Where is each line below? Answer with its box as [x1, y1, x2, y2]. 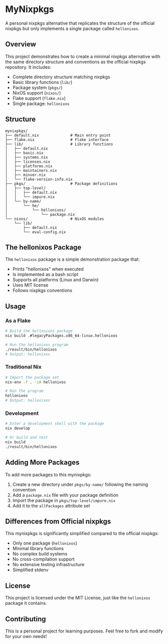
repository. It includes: [5, 64, 52, 70]
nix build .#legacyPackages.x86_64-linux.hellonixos [5, 333, 118, 338]
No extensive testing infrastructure [12, 562, 85, 568]
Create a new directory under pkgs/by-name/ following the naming [12, 481, 148, 487]
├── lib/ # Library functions [5, 142, 113, 147]
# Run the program [5, 388, 44, 394]
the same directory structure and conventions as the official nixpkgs [5, 59, 146, 65]
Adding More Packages [5, 458, 80, 467]
